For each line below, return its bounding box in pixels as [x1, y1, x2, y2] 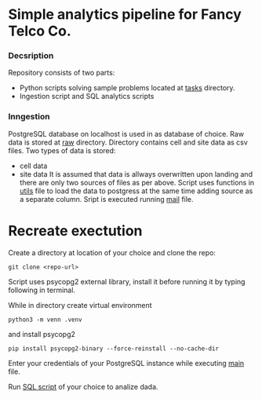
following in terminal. [8, 285, 76, 295]
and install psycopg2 [8, 329, 76, 339]
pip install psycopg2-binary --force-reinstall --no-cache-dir [8, 344, 220, 353]
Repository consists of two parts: [8, 68, 115, 78]
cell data [19, 161, 48, 170]
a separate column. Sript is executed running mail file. [19, 194, 194, 203]
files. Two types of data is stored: [8, 145, 116, 155]
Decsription [8, 50, 54, 61]
